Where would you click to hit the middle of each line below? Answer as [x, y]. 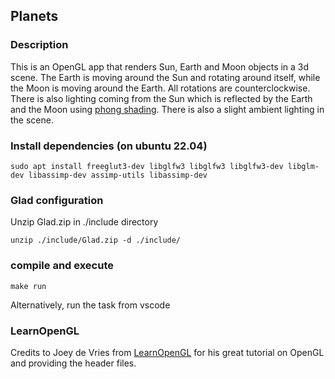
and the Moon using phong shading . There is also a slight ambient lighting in [167, 109]
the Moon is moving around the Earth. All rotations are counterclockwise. [160, 88]
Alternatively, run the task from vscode [90, 305]
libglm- [303, 166]
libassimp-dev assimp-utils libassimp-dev [118, 175]
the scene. [32, 120]
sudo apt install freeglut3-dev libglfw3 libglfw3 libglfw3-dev [147, 166]
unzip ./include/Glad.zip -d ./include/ [96, 240]
